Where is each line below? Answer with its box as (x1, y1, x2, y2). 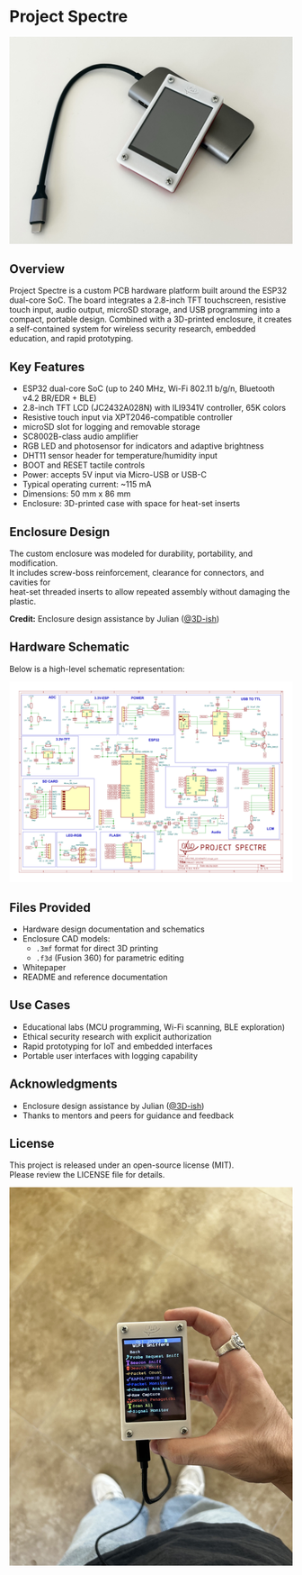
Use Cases (9, 997, 71, 1013)
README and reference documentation (22, 971, 168, 982)
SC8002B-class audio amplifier (22, 431, 139, 442)
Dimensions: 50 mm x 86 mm (22, 488, 131, 499)
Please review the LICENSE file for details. (9, 1170, 165, 1180)
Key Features (9, 359, 85, 375)
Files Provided (9, 899, 92, 915)
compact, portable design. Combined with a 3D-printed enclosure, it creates (9, 314, 292, 325)
